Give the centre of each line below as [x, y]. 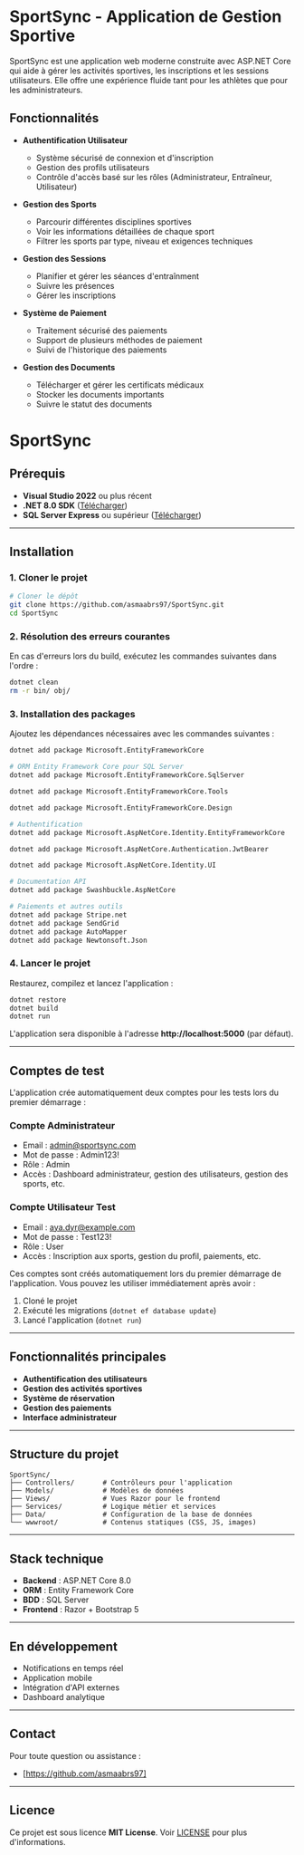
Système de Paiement [64, 312]
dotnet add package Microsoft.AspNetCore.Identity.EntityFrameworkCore [147, 832]
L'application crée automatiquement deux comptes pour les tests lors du [144, 1092]
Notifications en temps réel [73, 1668]
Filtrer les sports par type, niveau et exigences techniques [144, 241]
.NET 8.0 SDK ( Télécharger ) [75, 505]
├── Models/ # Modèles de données [96, 1491]
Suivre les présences [75, 285]
